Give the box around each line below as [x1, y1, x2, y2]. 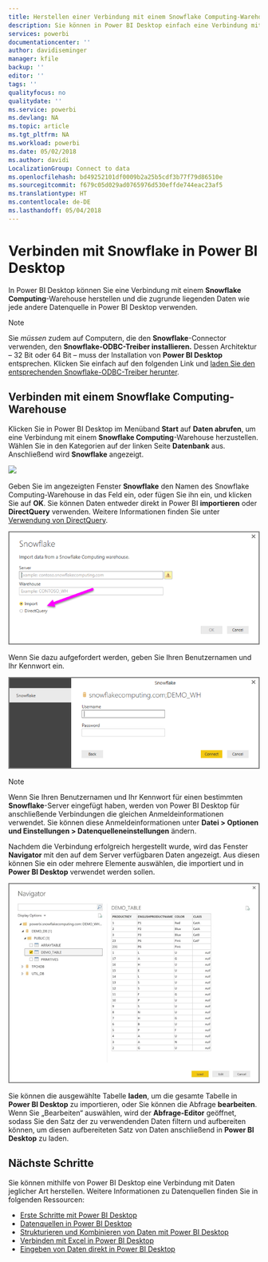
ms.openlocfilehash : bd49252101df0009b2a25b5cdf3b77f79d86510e [8, 172, 223, 181]
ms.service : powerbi [8, 105, 77, 113]
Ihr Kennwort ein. [8, 661, 65, 671]
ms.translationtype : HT [8, 190, 88, 198]
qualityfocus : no [8, 89, 66, 97]
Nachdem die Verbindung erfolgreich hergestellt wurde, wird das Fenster [8, 841, 249, 851]
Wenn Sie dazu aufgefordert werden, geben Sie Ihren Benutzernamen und [8, 652, 252, 662]
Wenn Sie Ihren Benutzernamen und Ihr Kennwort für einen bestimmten [8, 792, 243, 801]
